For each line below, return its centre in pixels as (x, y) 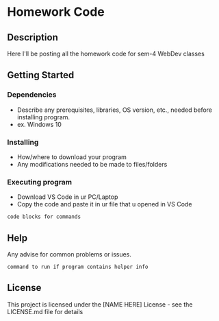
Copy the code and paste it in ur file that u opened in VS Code (104, 204)
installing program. (43, 117)
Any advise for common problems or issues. (69, 254)
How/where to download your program (72, 157)
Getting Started (41, 75)
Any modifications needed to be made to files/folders (92, 164)
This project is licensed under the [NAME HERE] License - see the (100, 304)
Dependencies (32, 95)
